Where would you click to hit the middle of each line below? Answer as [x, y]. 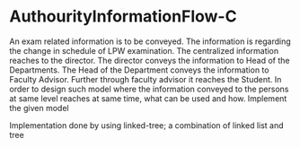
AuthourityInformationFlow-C [123, 17]
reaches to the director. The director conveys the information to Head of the [150, 60]
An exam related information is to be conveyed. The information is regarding [150, 41]
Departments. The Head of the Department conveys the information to [139, 70]
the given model [39, 108]
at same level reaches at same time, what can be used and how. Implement [148, 98]
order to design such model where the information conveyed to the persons [149, 89]
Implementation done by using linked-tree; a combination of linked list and [147, 125]
